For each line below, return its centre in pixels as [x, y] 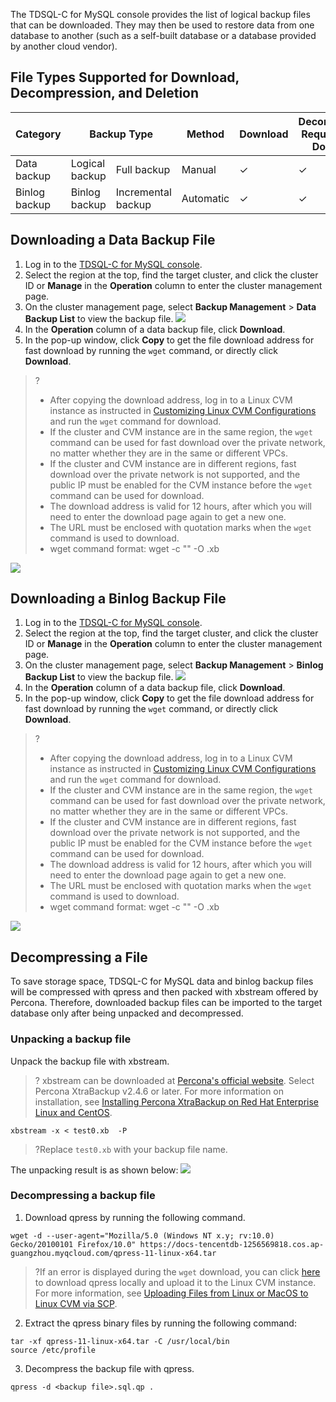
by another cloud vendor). [64, 46]
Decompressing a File [79, 957]
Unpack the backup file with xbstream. [90, 1061]
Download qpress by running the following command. [135, 1217]
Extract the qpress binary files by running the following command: [160, 1323]
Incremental [143, 192]
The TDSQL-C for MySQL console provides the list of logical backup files [160, 14]
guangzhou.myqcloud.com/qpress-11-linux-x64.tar [113, 1253]
